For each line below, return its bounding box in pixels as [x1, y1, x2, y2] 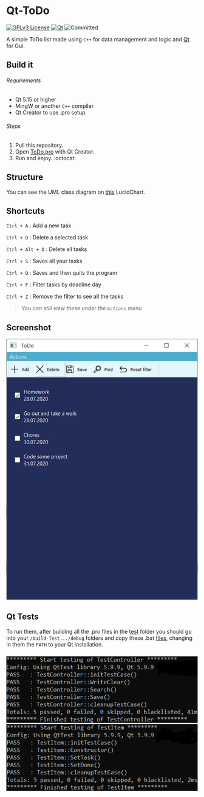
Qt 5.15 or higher [15, 96, 56, 103]
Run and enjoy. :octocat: [15, 154, 76, 161]
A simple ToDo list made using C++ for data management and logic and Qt [6, 35, 190, 43]
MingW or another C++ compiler [15, 102, 94, 110]
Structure [6, 172, 44, 183]
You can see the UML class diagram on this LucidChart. [6, 188, 146, 196]
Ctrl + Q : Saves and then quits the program [6, 269, 117, 277]
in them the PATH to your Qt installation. [6, 640, 103, 648]
